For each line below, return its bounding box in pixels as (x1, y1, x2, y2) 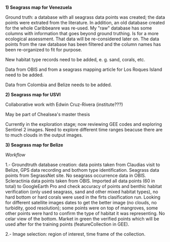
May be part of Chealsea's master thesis (5, 112, 90, 117)
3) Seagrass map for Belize (5, 142, 63, 148)
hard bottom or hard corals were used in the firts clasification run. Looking (5, 194, 161, 200)
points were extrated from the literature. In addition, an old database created (5, 20, 165, 25)
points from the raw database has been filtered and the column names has (5, 41, 161, 47)
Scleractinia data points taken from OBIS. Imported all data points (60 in (5, 178, 155, 184)
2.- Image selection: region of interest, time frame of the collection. (5, 231, 146, 237)
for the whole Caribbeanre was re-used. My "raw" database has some (5, 25, 152, 31)
